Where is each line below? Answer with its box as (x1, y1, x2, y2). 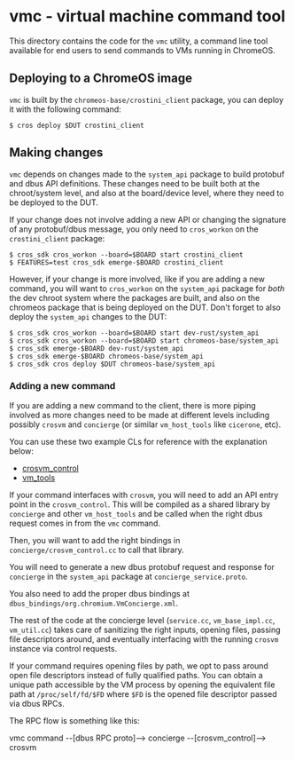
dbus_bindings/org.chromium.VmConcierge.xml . (9, 598, 179, 608)
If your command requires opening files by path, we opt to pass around (9, 660, 268, 671)
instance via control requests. (9, 643, 118, 653)
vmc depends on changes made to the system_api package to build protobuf (9, 169, 285, 179)
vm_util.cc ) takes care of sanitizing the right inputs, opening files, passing (9, 624, 281, 635)
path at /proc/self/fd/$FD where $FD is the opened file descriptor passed (9, 688, 277, 699)
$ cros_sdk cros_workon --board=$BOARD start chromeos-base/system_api (9, 336, 279, 345)
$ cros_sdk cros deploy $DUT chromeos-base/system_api (9, 360, 216, 368)
